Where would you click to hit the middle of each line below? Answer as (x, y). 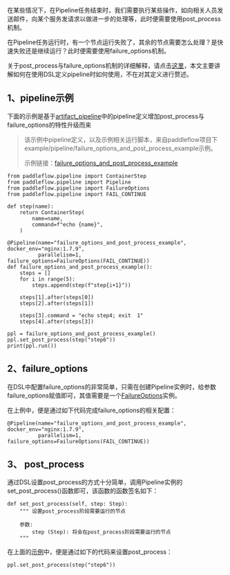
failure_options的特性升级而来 (49, 125)
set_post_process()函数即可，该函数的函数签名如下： (83, 491)
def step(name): (30, 206)
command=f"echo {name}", (68, 224)
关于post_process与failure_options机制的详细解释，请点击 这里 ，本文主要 (111, 65)
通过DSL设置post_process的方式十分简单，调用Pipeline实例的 (95, 482)
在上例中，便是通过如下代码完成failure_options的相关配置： (92, 410)
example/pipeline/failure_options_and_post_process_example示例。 (120, 148)
